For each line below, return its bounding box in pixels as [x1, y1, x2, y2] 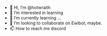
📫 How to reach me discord [9, 26, 66, 31]
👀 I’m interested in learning [9, 10, 63, 16]
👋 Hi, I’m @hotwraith [9, 5, 51, 10]
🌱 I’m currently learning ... [9, 15, 61, 20]
